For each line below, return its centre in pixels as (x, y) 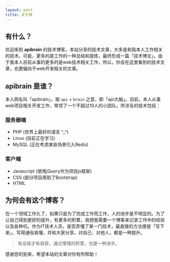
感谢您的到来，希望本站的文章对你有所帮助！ (52, 254)
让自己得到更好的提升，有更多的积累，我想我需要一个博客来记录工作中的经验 (85, 220)
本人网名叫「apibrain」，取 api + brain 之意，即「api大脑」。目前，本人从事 (83, 99)
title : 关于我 (19, 15)
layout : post (19, 10)
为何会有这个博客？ (35, 200)
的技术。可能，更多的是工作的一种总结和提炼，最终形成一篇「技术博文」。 (82, 56)
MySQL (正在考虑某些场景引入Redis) (50, 144)
